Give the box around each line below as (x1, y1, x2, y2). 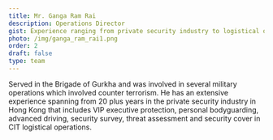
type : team (8, 57, 45, 66)
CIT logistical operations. (8, 122, 92, 132)
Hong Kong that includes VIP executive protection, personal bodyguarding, (8, 104, 259, 114)
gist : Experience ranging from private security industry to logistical (8, 27, 260, 35)
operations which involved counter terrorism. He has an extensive (8, 87, 229, 97)
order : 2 (8, 42, 38, 50)
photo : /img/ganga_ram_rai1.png (8, 34, 118, 43)
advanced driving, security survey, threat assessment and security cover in (8, 113, 261, 123)
